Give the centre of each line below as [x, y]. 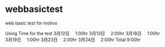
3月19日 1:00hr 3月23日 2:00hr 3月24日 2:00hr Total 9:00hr [73, 39]
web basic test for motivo [31, 23]
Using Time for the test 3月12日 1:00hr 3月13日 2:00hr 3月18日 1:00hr [82, 33]
